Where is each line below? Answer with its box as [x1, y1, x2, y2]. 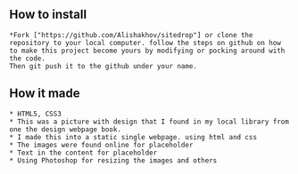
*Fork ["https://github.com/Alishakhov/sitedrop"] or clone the [9, 30, 253, 39]
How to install [9, 7, 87, 22]
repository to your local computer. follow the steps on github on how [9, 38, 281, 47]
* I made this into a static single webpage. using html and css [9, 132, 257, 141]
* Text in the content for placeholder [9, 148, 158, 157]
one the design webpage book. [9, 124, 122, 134]
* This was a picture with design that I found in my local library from [9, 117, 290, 126]
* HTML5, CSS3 [9, 109, 62, 118]
